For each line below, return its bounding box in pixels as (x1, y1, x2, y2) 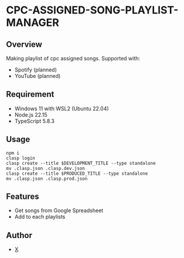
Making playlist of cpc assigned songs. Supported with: (6, 55, 141, 62)
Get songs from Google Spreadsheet (14, 207, 104, 214)
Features (6, 192, 39, 202)
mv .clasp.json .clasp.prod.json (6, 175, 88, 182)
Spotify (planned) (14, 66, 57, 73)
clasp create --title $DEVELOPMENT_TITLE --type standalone (6, 160, 156, 166)
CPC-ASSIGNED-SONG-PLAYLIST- (6, 4, 179, 17)
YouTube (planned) (14, 73, 61, 79)
